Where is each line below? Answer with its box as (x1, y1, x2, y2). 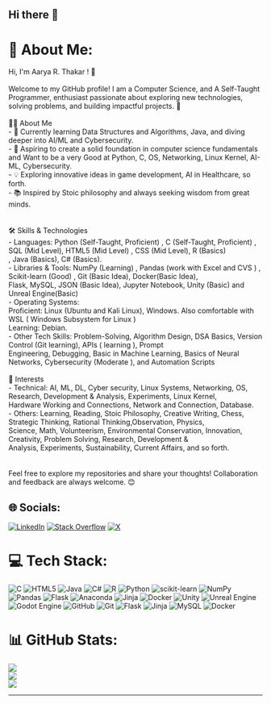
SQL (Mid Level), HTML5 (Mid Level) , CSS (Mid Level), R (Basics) (8, 246, 227, 256)
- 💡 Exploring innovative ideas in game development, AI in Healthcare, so (8, 170, 252, 180)
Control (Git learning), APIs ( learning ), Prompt (8, 340, 164, 350)
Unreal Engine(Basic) (8, 289, 79, 298)
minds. (8, 199, 31, 210)
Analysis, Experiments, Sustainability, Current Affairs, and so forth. (8, 443, 230, 452)
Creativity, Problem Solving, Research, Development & (8, 435, 189, 444)
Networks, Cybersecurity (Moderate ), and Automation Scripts (8, 357, 215, 367)
